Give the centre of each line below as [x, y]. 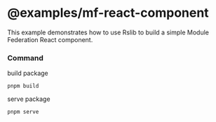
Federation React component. [50, 39]
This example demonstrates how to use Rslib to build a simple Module [108, 32]
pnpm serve [23, 112]
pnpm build [23, 86]
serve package [29, 99]
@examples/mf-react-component [108, 13]
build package [28, 73]
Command [25, 57]
